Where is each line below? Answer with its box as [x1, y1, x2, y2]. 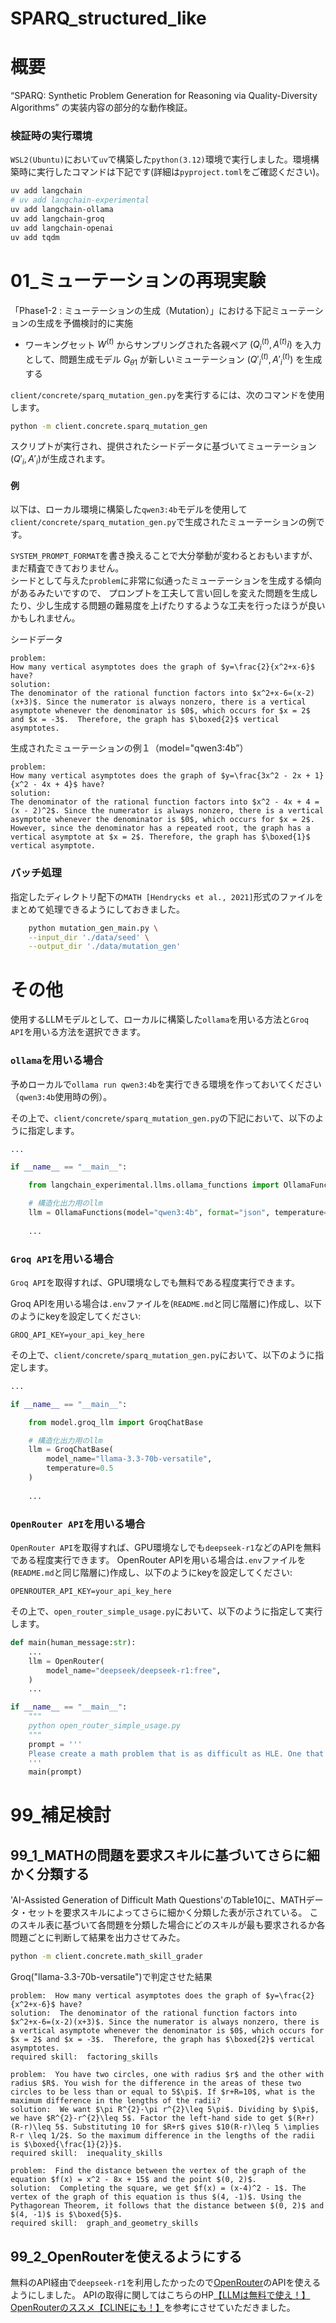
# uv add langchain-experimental [10, 195, 150, 206]
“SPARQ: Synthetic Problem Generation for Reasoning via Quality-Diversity [10, 90, 318, 102]
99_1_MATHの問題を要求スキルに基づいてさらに [10, 1847, 307, 1864]
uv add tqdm [10, 232, 60, 242]
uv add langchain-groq [10, 214, 105, 224]
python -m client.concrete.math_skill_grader [10, 1952, 203, 1962]
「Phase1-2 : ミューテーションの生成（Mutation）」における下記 [10, 304, 272, 316]
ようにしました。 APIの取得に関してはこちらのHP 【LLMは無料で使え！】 [10, 2288, 311, 2301]
